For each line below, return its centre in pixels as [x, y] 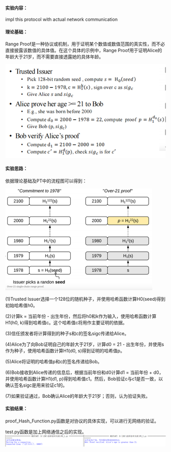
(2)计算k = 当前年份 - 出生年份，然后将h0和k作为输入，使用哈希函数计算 [81, 316]
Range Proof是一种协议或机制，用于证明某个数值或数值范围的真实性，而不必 [85, 44]
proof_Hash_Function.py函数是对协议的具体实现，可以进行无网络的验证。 [82, 421]
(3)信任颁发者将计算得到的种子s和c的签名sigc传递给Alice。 [67, 333]
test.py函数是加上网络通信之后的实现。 [46, 432]
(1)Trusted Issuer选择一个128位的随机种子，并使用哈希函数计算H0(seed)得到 [85, 299]
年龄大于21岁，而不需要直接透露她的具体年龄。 [54, 57]
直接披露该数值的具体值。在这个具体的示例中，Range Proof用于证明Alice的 [84, 51]
